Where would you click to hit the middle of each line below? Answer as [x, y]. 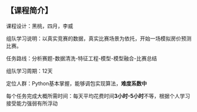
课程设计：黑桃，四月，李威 [40, 26]
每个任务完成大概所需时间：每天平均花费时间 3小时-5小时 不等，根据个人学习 [98, 95]
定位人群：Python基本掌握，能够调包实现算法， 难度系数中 [76, 83]
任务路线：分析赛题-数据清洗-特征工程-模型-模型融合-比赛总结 [82, 58]
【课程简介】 [29, 11]
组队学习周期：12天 [29, 71]
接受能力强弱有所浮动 [32, 103]
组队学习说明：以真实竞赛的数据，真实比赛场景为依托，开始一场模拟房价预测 [99, 38]
